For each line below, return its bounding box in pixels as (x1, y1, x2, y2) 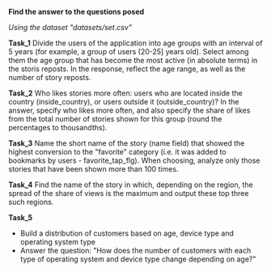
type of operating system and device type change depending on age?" (19, 254, 256, 264)
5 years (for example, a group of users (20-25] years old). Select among (8, 47, 249, 56)
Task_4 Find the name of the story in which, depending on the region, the (8, 180, 253, 189)
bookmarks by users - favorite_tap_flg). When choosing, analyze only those (8, 155, 260, 165)
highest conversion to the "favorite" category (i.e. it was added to (8, 147, 227, 156)
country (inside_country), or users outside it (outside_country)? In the (8, 97, 239, 106)
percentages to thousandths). (8, 123, 108, 132)
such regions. (8, 198, 54, 206)
